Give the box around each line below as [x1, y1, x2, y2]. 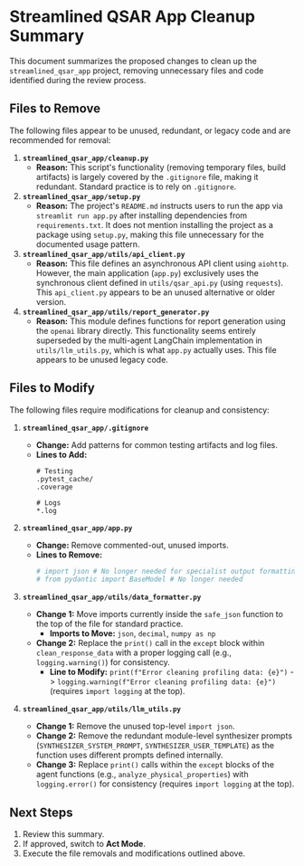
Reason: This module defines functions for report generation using [35, 315, 287, 327]
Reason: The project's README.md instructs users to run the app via [35, 200, 283, 211]
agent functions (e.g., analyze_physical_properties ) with [35, 769, 249, 780]
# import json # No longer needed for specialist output [35, 566, 256, 576]
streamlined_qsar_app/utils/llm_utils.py [22, 705, 181, 714]
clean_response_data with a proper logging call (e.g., [35, 647, 233, 658]
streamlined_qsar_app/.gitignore [22, 423, 149, 433]
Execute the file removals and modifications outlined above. [22, 848, 246, 859]
